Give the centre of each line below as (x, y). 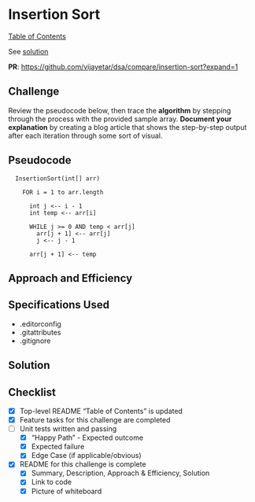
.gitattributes (40, 332)
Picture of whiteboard (67, 491)
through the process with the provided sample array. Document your (120, 119)
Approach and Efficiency (70, 278)
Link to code (52, 482)
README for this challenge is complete (83, 464)
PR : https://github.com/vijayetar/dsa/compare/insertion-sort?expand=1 (123, 66)
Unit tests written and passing (68, 429)
